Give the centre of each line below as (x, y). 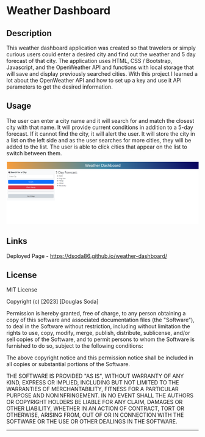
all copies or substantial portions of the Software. (68, 364)
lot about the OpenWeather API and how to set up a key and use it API (94, 80)
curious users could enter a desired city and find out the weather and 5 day (101, 54)
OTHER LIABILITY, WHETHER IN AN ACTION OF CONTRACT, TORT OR (95, 409)
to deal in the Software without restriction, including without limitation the (98, 326)
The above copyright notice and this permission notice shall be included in (100, 358)
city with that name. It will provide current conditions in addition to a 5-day (100, 127)
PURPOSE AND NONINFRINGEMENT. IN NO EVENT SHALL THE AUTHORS (100, 395)
